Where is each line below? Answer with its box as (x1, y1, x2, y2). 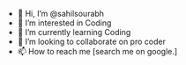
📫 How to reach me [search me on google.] (17, 47, 178, 56)
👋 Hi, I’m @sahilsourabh (17, 9, 104, 18)
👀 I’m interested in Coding (17, 18, 112, 28)
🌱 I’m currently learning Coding (17, 27, 131, 37)
